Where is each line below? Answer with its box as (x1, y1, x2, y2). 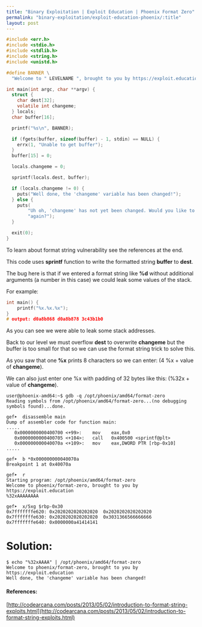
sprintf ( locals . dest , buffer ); (11, 175, 90, 181)
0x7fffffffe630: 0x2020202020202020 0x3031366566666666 (6, 514, 152, 520)
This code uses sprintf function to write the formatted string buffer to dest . (6, 258, 194, 265)
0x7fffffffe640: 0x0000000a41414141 (6, 519, 98, 526)
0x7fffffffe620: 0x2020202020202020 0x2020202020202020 (6, 509, 152, 515)
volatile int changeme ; (17, 103, 77, 109)
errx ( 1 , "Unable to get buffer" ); (17, 142, 103, 148)
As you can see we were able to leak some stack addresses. (6, 327, 156, 334)
